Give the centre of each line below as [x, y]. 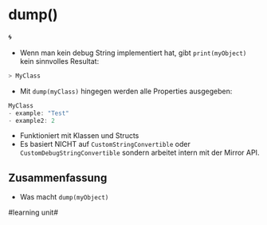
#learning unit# [33, 212]
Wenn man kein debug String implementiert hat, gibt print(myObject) [133, 53]
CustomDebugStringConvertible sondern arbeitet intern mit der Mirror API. [139, 152]
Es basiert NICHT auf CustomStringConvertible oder [105, 144]
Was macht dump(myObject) [64, 197]
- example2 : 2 [32, 120]
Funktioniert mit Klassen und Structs [79, 136]
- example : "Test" [39, 113]
